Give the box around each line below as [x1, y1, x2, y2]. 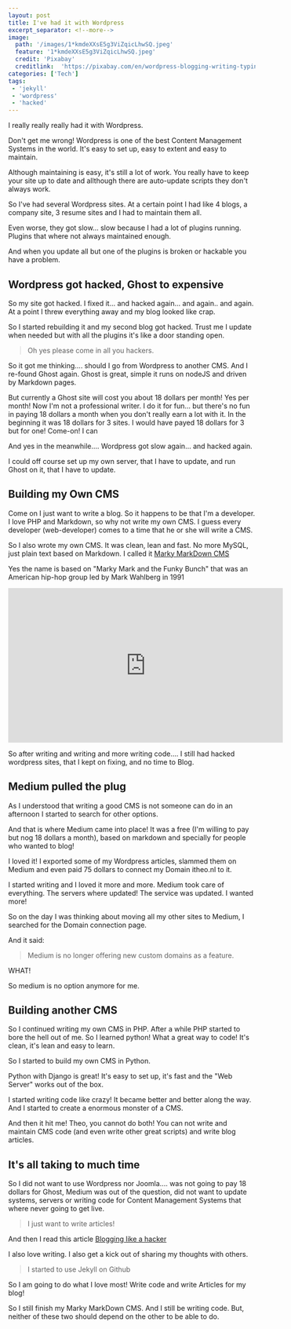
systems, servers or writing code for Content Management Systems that [8, 1196, 242, 1205]
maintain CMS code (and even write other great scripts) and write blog [8, 1127, 237, 1137]
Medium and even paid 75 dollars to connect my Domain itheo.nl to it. [8, 864, 233, 874]
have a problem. [8, 255, 60, 265]
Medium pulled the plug [8, 780, 127, 794]
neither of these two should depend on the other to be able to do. [8, 1312, 220, 1321]
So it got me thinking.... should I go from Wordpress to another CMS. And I [8, 360, 249, 370]
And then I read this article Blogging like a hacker [8, 1234, 167, 1244]
